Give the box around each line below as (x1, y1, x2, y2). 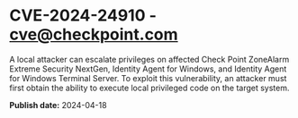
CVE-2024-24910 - (9, 5, 158, 26)
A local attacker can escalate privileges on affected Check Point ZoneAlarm (9, 54, 290, 64)
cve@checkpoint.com (9, 24, 178, 45)
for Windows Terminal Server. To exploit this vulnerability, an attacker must (9, 72, 287, 83)
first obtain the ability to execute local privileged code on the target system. (9, 82, 290, 93)
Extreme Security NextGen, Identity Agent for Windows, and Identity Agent (9, 63, 287, 74)
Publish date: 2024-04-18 (9, 99, 107, 110)
